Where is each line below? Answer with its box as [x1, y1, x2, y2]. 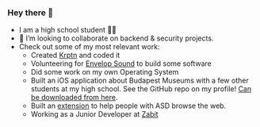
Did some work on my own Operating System [30, 67, 179, 77]
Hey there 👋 [7, 7, 53, 18]
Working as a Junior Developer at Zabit [30, 110, 159, 119]
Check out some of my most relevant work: [18, 42, 160, 52]
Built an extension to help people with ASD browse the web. [30, 101, 227, 110]
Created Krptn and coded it [30, 51, 120, 60]
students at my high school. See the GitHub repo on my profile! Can [30, 84, 251, 94]
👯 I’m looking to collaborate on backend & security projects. [18, 33, 214, 43]
